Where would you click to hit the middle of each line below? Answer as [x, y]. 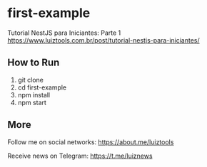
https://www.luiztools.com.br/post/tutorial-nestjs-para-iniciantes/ [103, 40]
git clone [31, 80]
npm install [34, 95]
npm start [32, 102]
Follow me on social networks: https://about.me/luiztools [91, 142]
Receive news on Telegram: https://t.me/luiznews [80, 156]
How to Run [34, 63]
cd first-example [42, 87]
